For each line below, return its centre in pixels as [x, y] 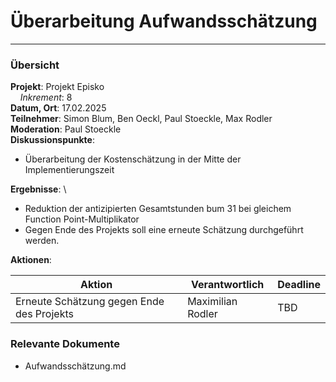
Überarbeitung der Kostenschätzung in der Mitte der [133, 159]
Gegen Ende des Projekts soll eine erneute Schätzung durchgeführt [164, 230]
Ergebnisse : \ [38, 189]
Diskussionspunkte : [52, 140]
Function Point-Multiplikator [82, 219]
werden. [42, 241]
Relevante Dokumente [65, 344]
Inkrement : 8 [46, 97]
